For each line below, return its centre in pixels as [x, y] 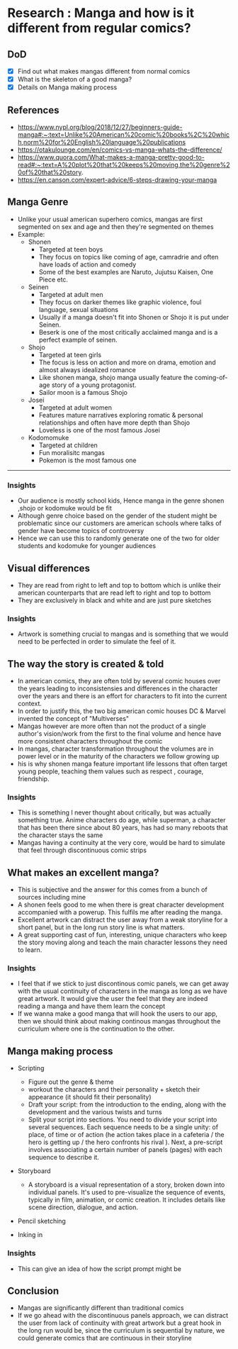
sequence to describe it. [63, 1158]
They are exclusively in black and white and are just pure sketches [114, 600]
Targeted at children [68, 445]
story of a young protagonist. [94, 385]
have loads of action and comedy [87, 264]
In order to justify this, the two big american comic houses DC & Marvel [121, 711]
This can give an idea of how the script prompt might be [100, 1269]
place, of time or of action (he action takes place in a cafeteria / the [126, 1135]
